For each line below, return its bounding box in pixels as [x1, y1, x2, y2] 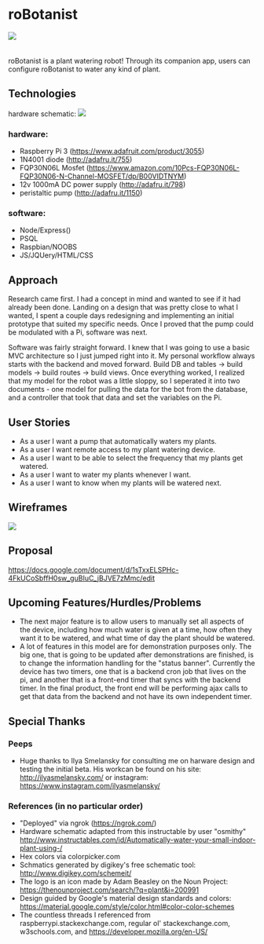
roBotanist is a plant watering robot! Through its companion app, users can [8, 56, 251, 65]
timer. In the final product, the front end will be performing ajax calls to [19, 683, 248, 693]
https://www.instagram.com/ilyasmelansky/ [19, 781, 161, 791]
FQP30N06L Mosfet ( [19, 163, 90, 173]
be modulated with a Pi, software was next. [8, 327, 148, 337]
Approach [8, 273, 58, 287]
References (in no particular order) [8, 801, 144, 812]
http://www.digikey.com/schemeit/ [19, 869, 132, 878]
